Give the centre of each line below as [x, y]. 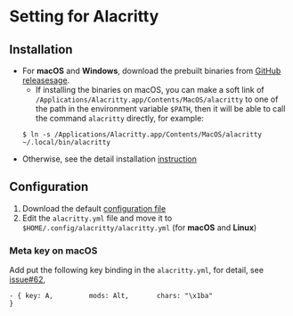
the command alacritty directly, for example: [120, 118]
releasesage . [46, 80]
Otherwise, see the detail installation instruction [110, 159]
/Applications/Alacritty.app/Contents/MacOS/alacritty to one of [157, 99]
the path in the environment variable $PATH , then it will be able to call [160, 108]
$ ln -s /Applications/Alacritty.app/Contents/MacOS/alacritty [142, 135]
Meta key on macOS [53, 250]
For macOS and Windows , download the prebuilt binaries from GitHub [151, 71]
